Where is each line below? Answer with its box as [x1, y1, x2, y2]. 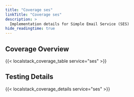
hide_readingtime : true [5, 26, 55, 31]
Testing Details [5, 72, 54, 81]
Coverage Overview [5, 45, 70, 53]
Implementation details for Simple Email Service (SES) [10, 21, 129, 27]
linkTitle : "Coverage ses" [5, 12, 62, 17]
